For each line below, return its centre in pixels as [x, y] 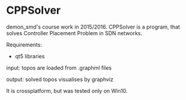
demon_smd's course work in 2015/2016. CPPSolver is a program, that [93, 27]
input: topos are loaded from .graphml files [59, 68]
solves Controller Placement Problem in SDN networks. [74, 33]
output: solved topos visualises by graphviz [60, 79]
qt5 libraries [30, 56]
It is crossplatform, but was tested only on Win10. [67, 90]
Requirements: [24, 45]
